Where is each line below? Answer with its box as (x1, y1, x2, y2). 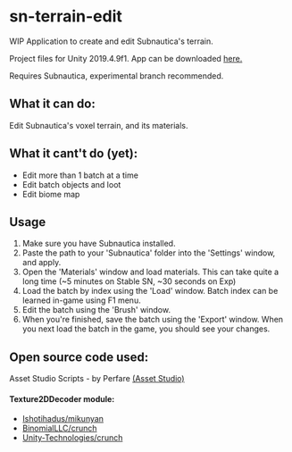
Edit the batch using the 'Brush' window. (21, 305, 171, 315)
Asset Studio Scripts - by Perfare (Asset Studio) (9, 373, 185, 384)
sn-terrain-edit (9, 6, 123, 27)
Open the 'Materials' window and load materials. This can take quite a (21, 266, 279, 278)
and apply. (21, 257, 62, 268)
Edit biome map (21, 188, 80, 199)
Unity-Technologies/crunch (21, 432, 123, 443)
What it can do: (9, 96, 96, 112)
